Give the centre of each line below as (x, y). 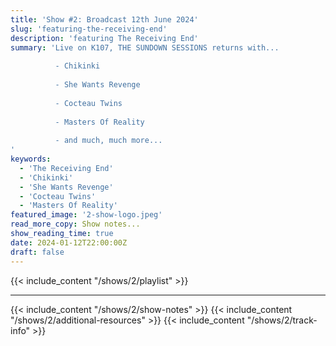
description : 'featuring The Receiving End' (104, 38)
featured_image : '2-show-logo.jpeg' (86, 215)
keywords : (31, 159)
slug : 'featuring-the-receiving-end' (89, 29)
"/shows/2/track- (282, 320)
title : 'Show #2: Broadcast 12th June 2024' (104, 19)
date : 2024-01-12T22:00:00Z (69, 242)
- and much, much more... (108, 141)
